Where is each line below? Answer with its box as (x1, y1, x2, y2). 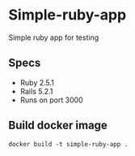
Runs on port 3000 (19, 95, 83, 105)
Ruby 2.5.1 (19, 77, 55, 87)
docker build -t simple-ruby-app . (8, 140, 129, 148)
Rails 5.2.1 (19, 86, 53, 96)
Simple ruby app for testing (8, 32, 99, 42)
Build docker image (8, 119, 108, 132)
